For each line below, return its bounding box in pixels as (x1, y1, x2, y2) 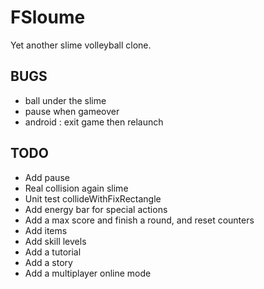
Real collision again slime (24, 182, 129, 194)
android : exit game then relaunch (24, 116, 164, 128)
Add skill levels (24, 235, 87, 247)
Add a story (24, 256, 73, 268)
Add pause (24, 171, 70, 183)
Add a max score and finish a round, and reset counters (24, 214, 255, 226)
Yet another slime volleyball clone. (10, 39, 152, 51)
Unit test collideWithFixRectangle (24, 192, 162, 205)
